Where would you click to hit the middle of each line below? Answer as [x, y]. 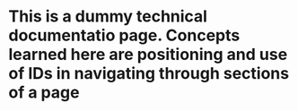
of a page [44, 93]
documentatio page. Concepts [124, 35]
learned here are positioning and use [148, 55]
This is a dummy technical [108, 17]
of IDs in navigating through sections [149, 74]
